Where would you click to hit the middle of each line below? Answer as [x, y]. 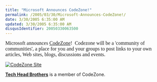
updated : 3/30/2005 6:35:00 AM [38, 24]
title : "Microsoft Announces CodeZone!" [49, 10]
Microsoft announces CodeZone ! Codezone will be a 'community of [75, 43]
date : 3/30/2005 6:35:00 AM [35, 19]
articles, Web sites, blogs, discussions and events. [55, 55]
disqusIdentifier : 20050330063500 [42, 29]
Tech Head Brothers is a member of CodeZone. [55, 74]
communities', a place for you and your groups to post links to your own [78, 49]
